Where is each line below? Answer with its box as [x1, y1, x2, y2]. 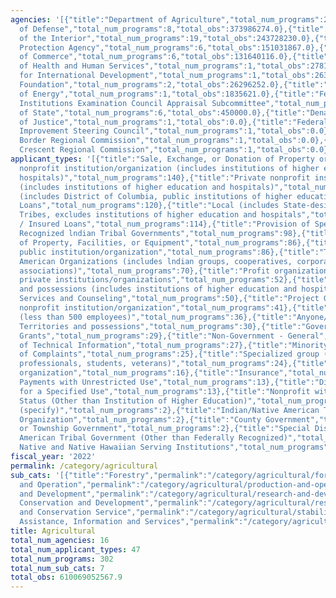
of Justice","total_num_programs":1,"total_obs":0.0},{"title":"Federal [19, 117, 329, 127]
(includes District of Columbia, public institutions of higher [19, 191, 293, 201]
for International [19, 71, 97, 81]
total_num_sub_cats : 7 [10, 563, 105, 573]
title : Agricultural [10, 526, 97, 536]
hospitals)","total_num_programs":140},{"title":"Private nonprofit [19, 172, 311, 183]
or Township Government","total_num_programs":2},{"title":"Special [19, 424, 311, 434]
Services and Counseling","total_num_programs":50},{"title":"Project [19, 294, 320, 304]
